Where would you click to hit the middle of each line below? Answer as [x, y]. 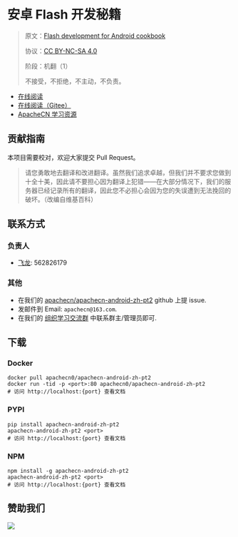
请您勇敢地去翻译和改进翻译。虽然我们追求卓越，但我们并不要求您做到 [128, 173]
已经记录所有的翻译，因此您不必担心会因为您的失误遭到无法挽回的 [134, 190]
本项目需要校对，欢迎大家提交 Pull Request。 [73, 157]
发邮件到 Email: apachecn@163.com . [67, 309]
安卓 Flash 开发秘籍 [64, 15]
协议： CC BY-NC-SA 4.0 [61, 51]
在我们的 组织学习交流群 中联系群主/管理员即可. [87, 317]
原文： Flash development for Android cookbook [95, 36]
